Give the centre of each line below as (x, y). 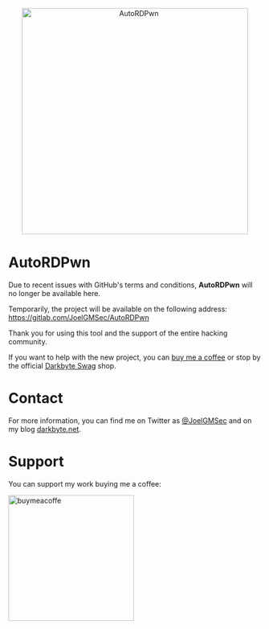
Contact (36, 399)
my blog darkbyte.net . (45, 429)
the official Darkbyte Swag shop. (62, 365)
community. (28, 341)
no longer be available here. (54, 293)
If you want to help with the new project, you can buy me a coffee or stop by (134, 357)
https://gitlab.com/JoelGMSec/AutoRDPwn (79, 317)
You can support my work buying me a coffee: (85, 483)
